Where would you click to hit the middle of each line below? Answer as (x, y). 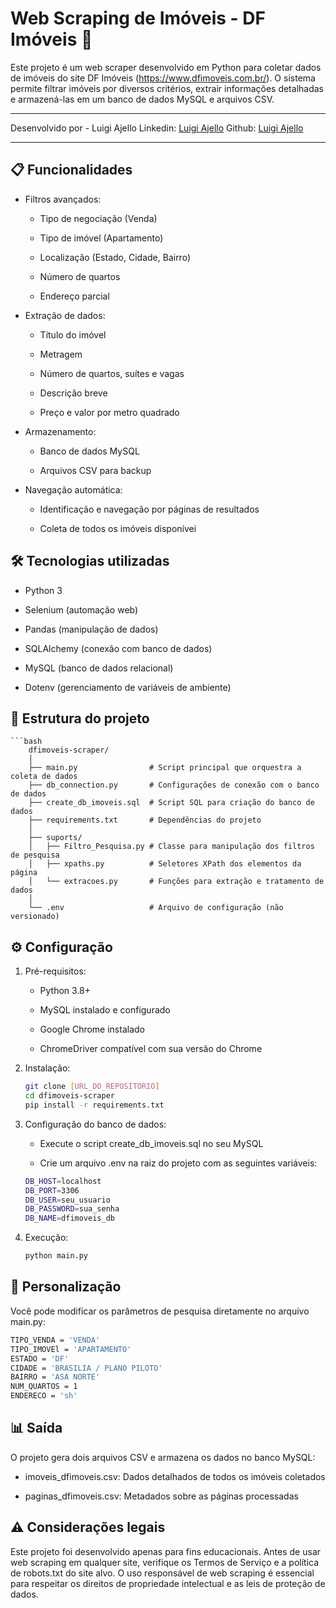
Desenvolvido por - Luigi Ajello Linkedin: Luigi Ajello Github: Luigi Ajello (157, 128)
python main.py (56, 1256)
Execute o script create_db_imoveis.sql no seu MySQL (151, 1143)
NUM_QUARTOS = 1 (44, 1387)
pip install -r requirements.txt (94, 1105)
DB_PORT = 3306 (52, 1190)
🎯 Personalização (66, 1287)
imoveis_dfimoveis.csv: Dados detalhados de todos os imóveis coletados (175, 1476)
